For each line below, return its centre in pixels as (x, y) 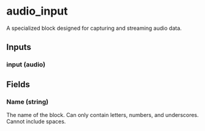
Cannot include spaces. (36, 121)
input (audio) (26, 65)
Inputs (19, 47)
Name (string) (28, 102)
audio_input (37, 11)
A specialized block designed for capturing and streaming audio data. (94, 28)
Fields (18, 84)
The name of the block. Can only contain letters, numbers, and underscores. (102, 115)
